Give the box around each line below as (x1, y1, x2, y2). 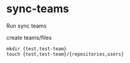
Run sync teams (6, 22, 47, 29)
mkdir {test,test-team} (6, 45, 67, 52)
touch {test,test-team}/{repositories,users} (6, 51, 124, 57)
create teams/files (6, 34, 52, 41)
